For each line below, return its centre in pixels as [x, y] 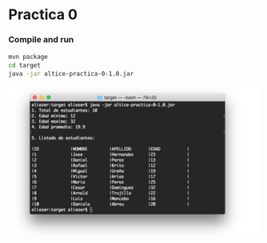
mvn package [28, 57]
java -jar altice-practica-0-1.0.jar [71, 74]
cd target [25, 65]
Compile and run [41, 40]
